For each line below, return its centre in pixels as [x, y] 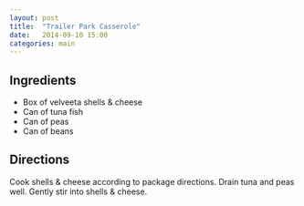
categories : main [42, 43]
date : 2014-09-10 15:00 [58, 35]
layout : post [34, 18]
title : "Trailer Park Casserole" [75, 26]
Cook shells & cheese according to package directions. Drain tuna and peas [152, 181]
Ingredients [43, 80]
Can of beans [48, 131]
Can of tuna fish [53, 112]
